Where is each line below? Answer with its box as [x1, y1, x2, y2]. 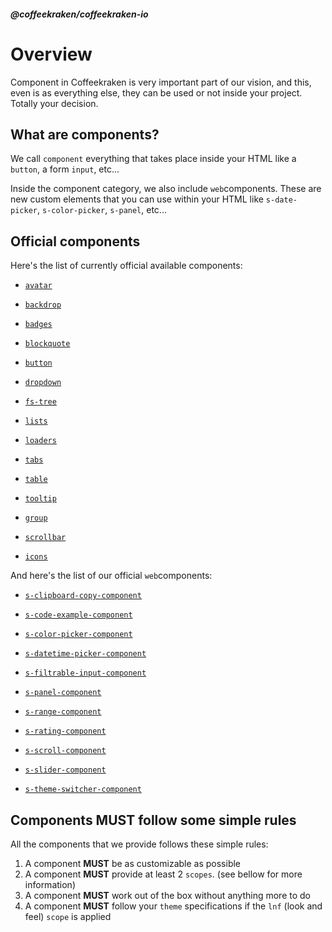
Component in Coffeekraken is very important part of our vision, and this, [10, 76, 312, 88]
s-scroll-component [24, 746, 107, 756]
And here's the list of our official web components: [10, 570, 213, 582]
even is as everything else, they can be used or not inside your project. [10, 86, 303, 99]
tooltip [24, 494, 57, 504]
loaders [24, 436, 57, 446]
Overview [10, 43, 93, 65]
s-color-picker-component [24, 630, 133, 640]
